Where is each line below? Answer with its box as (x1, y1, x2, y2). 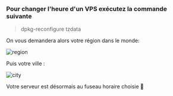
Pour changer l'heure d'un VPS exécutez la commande (6, 5, 168, 13)
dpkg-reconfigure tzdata (20, 25, 81, 33)
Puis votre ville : (6, 60, 45, 67)
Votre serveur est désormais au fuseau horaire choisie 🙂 (6, 83, 144, 90)
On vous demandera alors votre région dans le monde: (6, 37, 140, 44)
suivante (6, 12, 32, 20)
